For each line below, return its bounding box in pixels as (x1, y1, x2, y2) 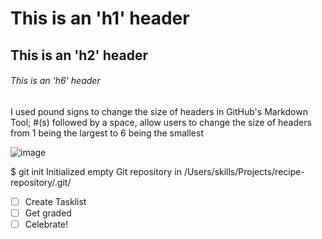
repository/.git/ (10, 176, 72, 188)
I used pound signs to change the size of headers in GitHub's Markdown (10, 105, 308, 117)
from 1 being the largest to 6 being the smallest (10, 127, 204, 139)
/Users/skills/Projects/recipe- (183, 165, 305, 177)
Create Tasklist (24, 195, 87, 207)
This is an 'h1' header (10, 7, 190, 30)
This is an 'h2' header (10, 47, 148, 64)
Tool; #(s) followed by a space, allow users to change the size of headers (10, 116, 312, 128)
